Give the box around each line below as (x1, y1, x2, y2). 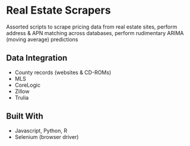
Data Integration (6, 53, 68, 63)
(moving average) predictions (6, 36, 78, 43)
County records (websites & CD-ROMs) (14, 69, 112, 76)
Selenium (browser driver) (14, 133, 79, 140)
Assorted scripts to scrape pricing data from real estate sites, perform (6, 23, 178, 30)
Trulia (14, 94, 29, 101)
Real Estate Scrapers (6, 4, 111, 17)
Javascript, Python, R (14, 127, 67, 134)
